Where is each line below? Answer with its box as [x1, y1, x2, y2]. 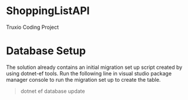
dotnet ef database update [20, 87, 85, 95]
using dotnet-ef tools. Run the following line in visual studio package [6, 69, 172, 77]
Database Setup [6, 44, 86, 58]
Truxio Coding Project [6, 24, 59, 31]
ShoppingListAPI [6, 4, 90, 18]
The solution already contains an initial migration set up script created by [6, 64, 183, 71]
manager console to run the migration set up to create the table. [6, 76, 161, 83]
